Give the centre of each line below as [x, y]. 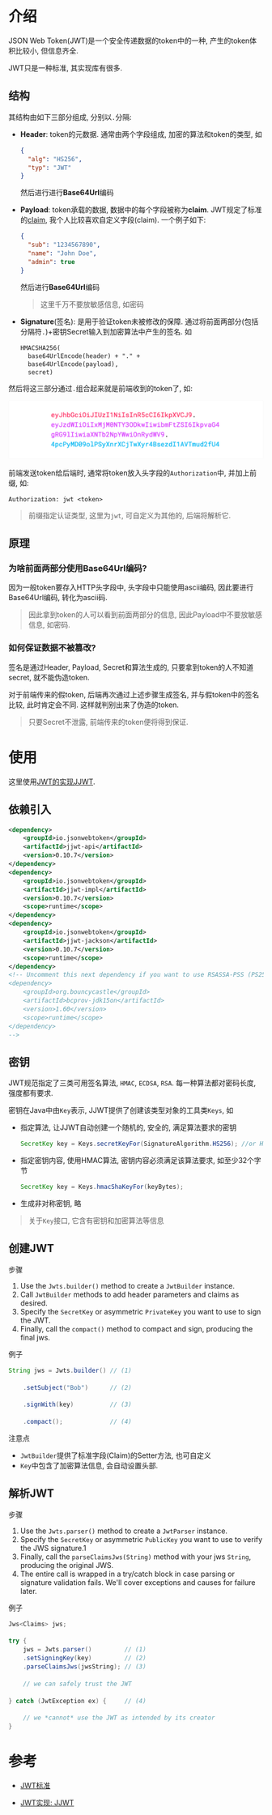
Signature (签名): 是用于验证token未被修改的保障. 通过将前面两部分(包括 [139, 322]
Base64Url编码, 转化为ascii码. [58, 598]
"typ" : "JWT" [50, 168]
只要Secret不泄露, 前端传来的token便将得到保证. [108, 722]
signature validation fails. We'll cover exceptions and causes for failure [138, 1582]
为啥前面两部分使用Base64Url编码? [78, 569]
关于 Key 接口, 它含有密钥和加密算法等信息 [96, 1221]
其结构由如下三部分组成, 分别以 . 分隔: [70, 117]
